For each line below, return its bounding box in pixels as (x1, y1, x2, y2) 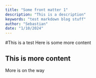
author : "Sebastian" (5, 21, 48, 26)
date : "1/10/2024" (5, 26, 43, 31)
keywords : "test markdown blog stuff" (5, 16, 86, 21)
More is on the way (5, 67, 45, 73)
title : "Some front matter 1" (5, 7, 68, 12)
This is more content (5, 54, 71, 62)
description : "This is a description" (5, 12, 86, 17)
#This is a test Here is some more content (5, 39, 91, 45)
